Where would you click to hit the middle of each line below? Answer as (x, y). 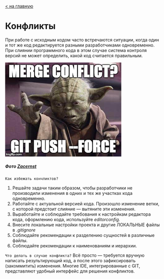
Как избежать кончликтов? (32, 179)
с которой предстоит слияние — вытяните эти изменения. (74, 209)
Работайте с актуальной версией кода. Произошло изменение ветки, (86, 203)
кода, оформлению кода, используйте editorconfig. (66, 219)
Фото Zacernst (21, 166)
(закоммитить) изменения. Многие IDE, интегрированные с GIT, (73, 266)
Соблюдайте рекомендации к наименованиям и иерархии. (75, 245)
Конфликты (30, 26)
